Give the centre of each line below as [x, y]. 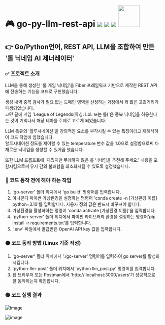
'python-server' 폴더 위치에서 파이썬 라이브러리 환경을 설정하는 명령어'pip [84, 217]
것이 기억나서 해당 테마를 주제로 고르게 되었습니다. [58, 120]
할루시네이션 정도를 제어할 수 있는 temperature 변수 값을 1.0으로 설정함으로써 [80, 143]
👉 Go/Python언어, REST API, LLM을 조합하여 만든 [80, 47]
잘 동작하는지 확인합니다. [36, 281]
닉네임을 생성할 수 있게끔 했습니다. [51, 149]
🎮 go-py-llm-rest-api [50, 24]
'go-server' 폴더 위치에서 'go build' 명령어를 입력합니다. [66, 192]
